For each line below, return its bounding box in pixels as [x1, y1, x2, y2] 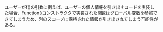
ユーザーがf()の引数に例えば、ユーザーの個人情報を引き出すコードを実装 [4, 4, 150, 10]
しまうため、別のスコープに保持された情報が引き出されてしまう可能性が [13, 16, 158, 21]
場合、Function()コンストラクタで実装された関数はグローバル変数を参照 [8, 10, 153, 16]
